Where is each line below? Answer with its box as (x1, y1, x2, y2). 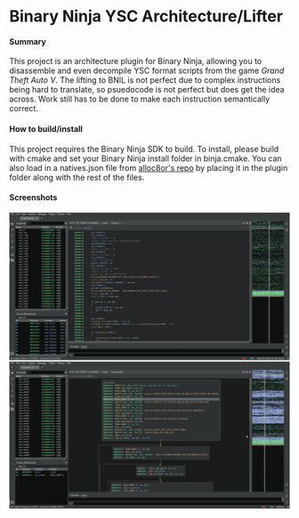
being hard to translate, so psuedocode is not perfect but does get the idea (9, 85, 285, 95)
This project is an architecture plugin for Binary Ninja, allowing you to (9, 56, 263, 67)
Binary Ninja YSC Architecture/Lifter (9, 6, 283, 27)
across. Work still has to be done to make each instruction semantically (9, 93, 271, 104)
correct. (9, 103, 38, 114)
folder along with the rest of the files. (9, 172, 145, 182)
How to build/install (9, 123, 83, 134)
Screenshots (9, 192, 58, 203)
